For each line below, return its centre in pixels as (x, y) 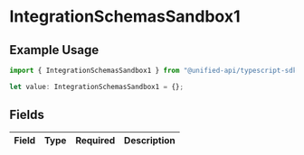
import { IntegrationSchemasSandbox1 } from (95, 70)
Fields (27, 115)
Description (150, 140)
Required (95, 140)
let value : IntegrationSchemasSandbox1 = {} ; (96, 87)
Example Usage (54, 50)
